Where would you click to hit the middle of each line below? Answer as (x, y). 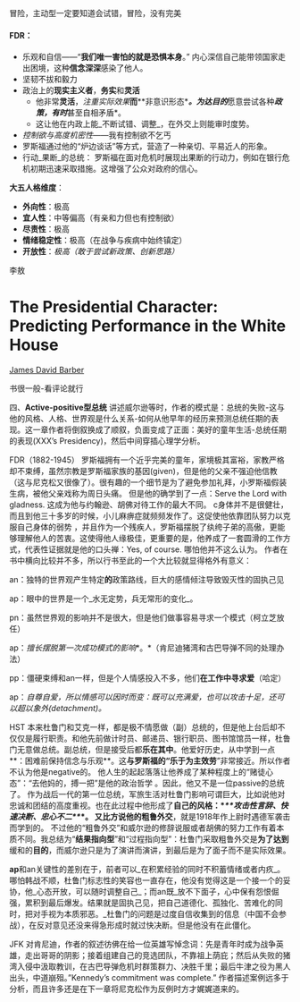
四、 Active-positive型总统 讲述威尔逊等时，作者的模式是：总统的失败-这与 (147, 408)
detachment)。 (79, 709)
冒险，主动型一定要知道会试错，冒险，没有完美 (95, 13)
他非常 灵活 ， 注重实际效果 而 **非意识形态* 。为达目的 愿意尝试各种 (155, 102)
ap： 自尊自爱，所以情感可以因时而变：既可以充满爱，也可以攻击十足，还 (143, 697)
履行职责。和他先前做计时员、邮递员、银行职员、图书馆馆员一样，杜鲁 (162, 739)
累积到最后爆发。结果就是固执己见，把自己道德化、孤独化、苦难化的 (150, 903)
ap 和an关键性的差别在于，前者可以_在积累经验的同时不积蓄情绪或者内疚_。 (147, 870)
